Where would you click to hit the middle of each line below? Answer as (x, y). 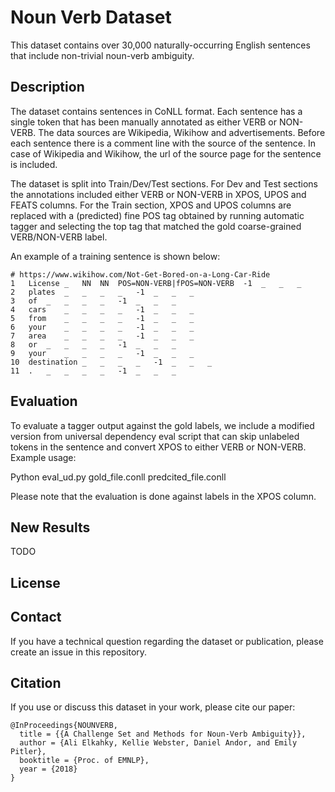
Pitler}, (28, 752)
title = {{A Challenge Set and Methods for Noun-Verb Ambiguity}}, (163, 734)
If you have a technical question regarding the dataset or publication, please (167, 641)
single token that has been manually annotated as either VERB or (143, 122)
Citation (36, 682)
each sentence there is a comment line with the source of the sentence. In (163, 143)
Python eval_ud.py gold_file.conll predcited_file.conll (118, 477)
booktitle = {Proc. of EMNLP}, (84, 761)
